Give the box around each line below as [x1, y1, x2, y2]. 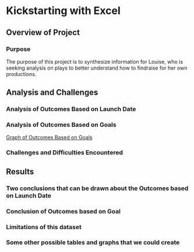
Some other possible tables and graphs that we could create [6, 239, 180, 247]
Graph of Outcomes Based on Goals [6, 134, 93, 141]
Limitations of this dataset [6, 223, 82, 231]
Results [6, 167, 34, 177]
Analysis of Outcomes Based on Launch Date [6, 105, 136, 113]
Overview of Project [6, 27, 80, 37]
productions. [6, 70, 37, 77]
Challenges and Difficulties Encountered [6, 149, 124, 157]
